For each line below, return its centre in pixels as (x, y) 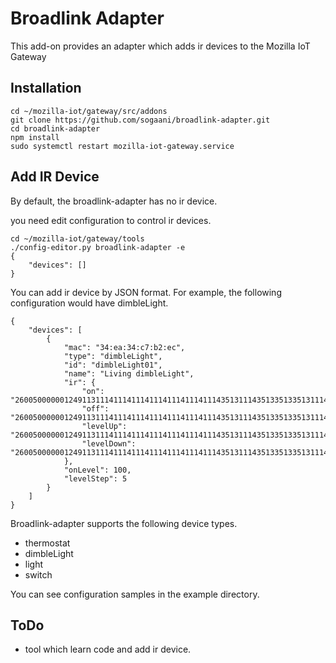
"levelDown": (109, 443)
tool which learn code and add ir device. (108, 649)
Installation (46, 88)
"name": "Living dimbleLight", (129, 373)
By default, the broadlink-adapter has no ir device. (114, 201)
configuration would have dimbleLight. (89, 303)
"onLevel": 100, (97, 470)
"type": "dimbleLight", (113, 356)
